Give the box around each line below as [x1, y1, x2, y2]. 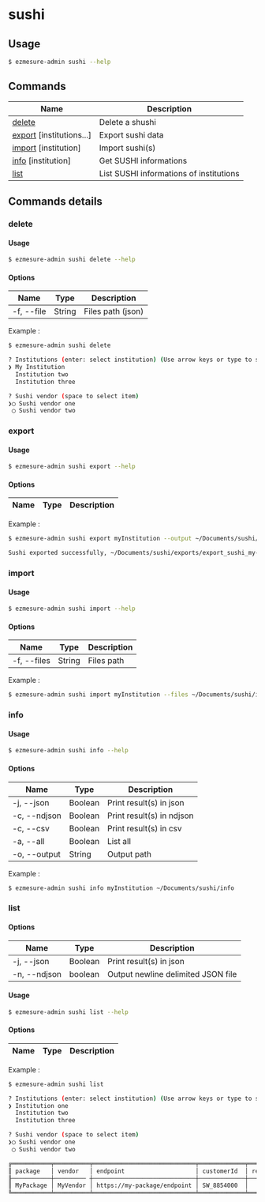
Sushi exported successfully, [8, 549, 108, 557]
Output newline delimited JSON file [107, 968, 237, 979]
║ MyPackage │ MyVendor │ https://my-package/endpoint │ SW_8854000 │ [8, 1181, 248, 1190]
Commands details [8, 195, 103, 209]
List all [106, 835, 132, 846]
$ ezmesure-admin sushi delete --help [8, 255, 136, 264]
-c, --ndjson [12, 810, 62, 821]
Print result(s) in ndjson [106, 810, 195, 821]
